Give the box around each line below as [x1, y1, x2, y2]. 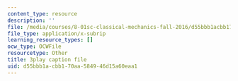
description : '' [7, 17, 55, 24]
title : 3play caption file [7, 56, 87, 63]
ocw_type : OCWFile [7, 43, 62, 50]
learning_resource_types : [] [7, 37, 93, 44]
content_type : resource [7, 10, 78, 18]
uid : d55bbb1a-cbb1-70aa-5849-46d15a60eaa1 [7, 63, 138, 70]
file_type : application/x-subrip [7, 30, 106, 37]
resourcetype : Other [7, 50, 69, 57]
